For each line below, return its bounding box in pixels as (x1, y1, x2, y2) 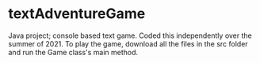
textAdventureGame (8, 5, 146, 23)
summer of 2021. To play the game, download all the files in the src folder (8, 39, 248, 48)
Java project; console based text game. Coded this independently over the (8, 31, 252, 40)
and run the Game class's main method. (8, 47, 139, 57)
